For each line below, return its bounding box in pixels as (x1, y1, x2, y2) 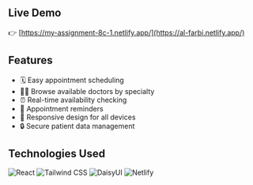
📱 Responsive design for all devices (19, 112, 136, 122)
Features (8, 54, 53, 67)
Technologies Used (8, 147, 105, 160)
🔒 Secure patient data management (19, 121, 135, 130)
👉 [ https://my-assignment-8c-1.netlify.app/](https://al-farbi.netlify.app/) (8, 28, 245, 37)
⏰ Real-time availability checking (19, 95, 127, 104)
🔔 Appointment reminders (19, 104, 104, 113)
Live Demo (8, 6, 62, 20)
